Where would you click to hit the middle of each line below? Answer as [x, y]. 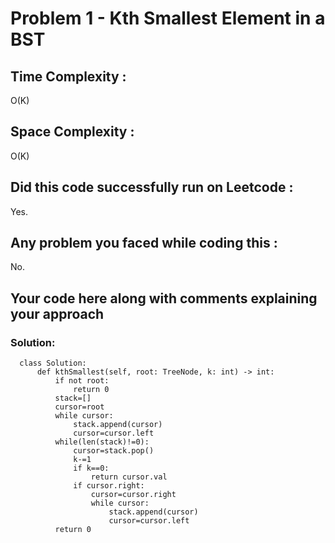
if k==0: [91, 468]
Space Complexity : [72, 132]
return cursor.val [129, 477]
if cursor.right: [109, 486]
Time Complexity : [68, 76]
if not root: [82, 381]
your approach [57, 313]
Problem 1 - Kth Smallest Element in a [168, 18]
